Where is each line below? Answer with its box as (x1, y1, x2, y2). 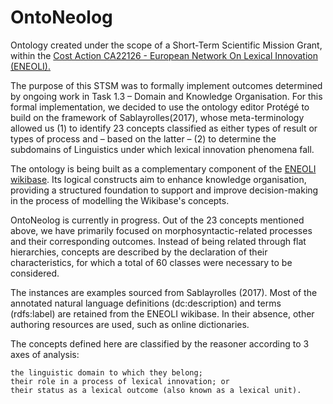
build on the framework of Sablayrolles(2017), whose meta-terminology (10, 111, 305, 123)
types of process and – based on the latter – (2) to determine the (10, 132, 277, 145)
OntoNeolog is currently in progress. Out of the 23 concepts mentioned (10, 214, 305, 226)
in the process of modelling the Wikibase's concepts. (10, 194, 230, 206)
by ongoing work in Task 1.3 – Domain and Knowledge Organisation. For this (10, 90, 323, 102)
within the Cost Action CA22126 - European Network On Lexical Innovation (10, 49, 318, 61)
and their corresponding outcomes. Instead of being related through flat (10, 235, 307, 247)
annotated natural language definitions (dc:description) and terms (10, 297, 282, 309)
